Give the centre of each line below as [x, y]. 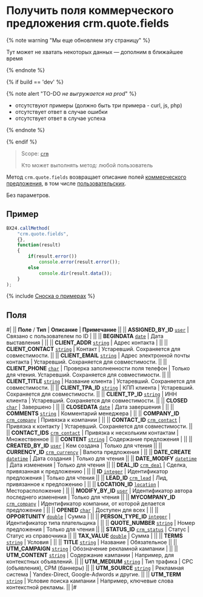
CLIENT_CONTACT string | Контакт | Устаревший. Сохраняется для [93, 349]
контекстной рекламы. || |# [42, 587]
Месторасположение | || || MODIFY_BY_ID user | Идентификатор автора [99, 491]
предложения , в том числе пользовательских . [66, 183]
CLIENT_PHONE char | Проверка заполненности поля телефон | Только [98, 369]
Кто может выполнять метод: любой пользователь [87, 165]
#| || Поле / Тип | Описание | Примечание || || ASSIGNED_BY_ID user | [98, 330]
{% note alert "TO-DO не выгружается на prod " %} [72, 93]
